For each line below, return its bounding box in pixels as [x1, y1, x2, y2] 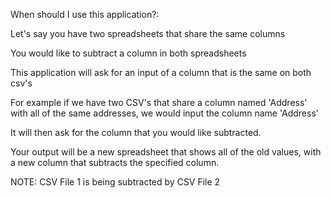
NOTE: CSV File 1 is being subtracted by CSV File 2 [10, 176, 221, 188]
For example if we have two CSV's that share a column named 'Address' [10, 97, 308, 108]
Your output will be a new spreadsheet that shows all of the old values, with [10, 146, 322, 158]
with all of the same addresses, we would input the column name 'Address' [10, 107, 319, 119]
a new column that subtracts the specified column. [10, 157, 220, 168]
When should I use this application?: [10, 9, 160, 20]
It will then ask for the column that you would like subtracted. [10, 127, 262, 138]
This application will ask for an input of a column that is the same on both [10, 67, 312, 78]
